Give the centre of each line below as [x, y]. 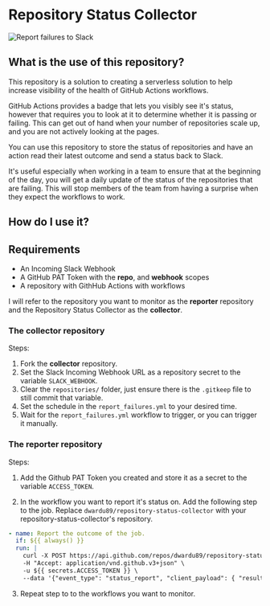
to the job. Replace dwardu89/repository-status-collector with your [133, 510]
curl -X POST [45, 556]
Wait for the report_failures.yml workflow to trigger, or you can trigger [138, 415]
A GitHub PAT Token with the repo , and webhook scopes [115, 277]
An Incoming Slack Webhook [67, 268]
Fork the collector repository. [69, 364]
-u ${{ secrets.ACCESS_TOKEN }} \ [80, 571]
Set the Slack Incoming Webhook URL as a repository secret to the [130, 372]
